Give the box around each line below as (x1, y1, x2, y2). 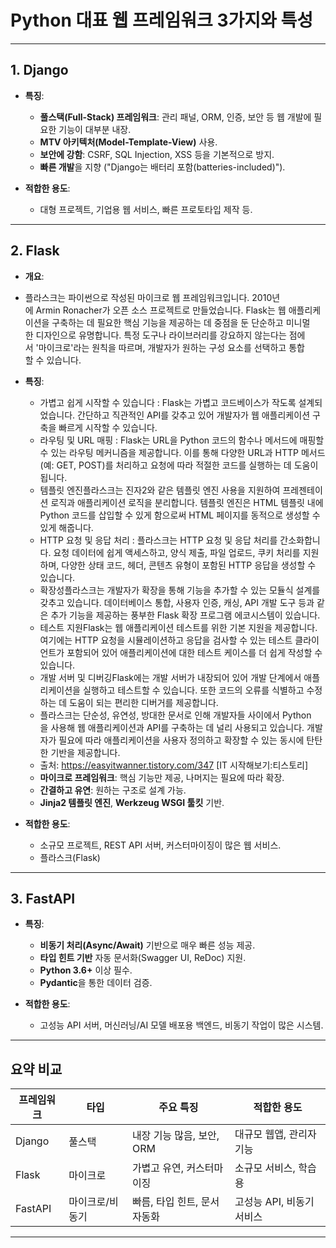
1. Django (10, 62, 69, 79)
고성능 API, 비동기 (234, 1195, 315, 1209)
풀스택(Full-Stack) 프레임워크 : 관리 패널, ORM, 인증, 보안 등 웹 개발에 (39, 111, 312, 123)
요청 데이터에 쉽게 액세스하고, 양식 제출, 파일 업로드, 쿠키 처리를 (53, 546, 301, 558)
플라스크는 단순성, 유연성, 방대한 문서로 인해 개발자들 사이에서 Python (39, 709, 312, 721)
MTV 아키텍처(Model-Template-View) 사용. (39, 136, 218, 148)
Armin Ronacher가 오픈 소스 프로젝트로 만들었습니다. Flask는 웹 (35, 304, 287, 316)
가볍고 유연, (131, 1161, 185, 1175)
